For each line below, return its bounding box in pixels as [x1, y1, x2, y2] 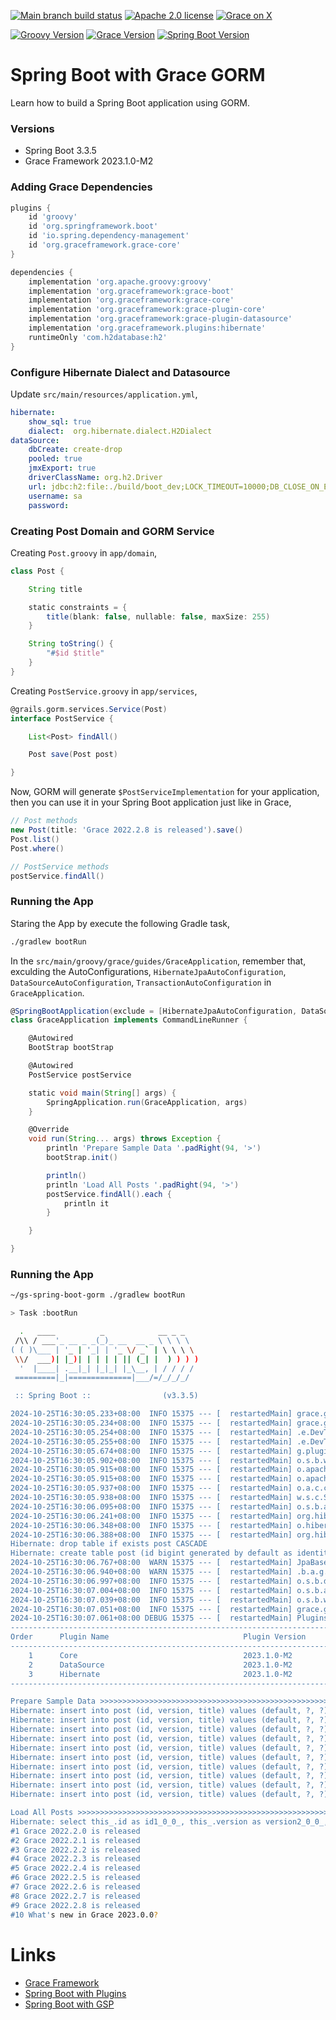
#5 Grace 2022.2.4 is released [10, 1863, 141, 1874]
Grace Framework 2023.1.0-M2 [24, 155, 154, 167]
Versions [10, 121, 55, 135]
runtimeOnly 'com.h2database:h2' [28, 332, 168, 342]
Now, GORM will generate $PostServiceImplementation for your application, [10, 786, 320, 798]
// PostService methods [10, 861, 110, 872]
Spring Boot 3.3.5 [24, 145, 97, 157]
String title [28, 584, 83, 594]
